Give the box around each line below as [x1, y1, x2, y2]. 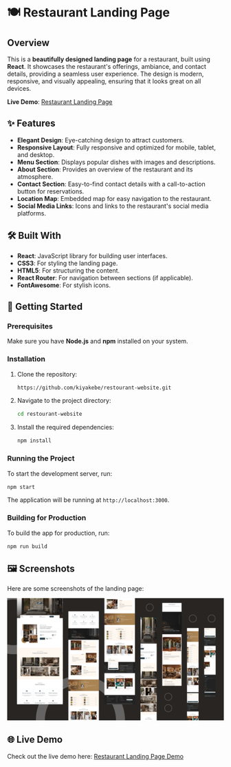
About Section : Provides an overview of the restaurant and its [16, 165, 193, 174]
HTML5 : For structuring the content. [16, 266, 120, 275]
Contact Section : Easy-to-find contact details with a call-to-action [16, 180, 206, 188]
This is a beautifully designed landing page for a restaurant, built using [7, 55, 211, 63]
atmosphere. [16, 172, 54, 180]
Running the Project [7, 454, 75, 463]
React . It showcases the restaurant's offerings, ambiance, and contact [7, 63, 206, 70]
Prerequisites [7, 321, 53, 330]
